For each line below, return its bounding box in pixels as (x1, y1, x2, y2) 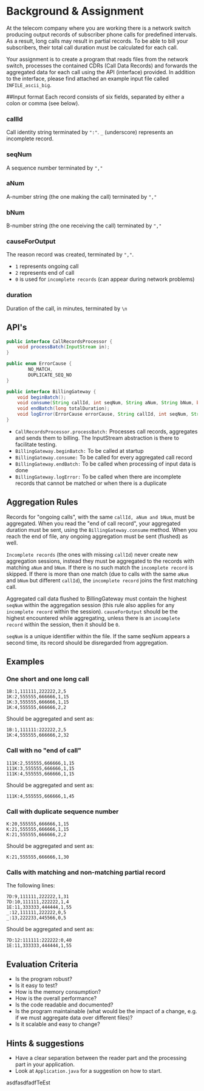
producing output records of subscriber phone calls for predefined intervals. (6, 30, 197, 38)
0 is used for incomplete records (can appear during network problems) (15, 275, 195, 283)
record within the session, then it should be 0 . (6, 621, 120, 628)
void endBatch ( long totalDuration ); (17, 405, 110, 411)
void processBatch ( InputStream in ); (17, 344, 110, 350)
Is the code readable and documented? (15, 1001, 114, 1008)
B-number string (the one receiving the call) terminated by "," (6, 222, 162, 229)
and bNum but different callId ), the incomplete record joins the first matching (6, 576, 198, 584)
